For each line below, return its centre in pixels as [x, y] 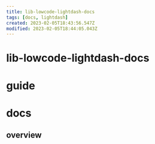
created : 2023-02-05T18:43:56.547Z [51, 23]
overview [24, 135]
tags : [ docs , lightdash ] [37, 17]
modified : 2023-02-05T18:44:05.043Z [52, 28]
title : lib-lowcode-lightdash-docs [51, 12]
